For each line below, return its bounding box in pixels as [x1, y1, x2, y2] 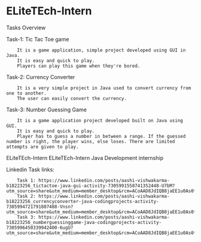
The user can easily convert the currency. [17, 95, 127, 101]
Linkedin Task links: [6, 166, 55, 173]
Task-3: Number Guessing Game [6, 106, 87, 113]
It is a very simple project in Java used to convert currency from [17, 85, 191, 91]
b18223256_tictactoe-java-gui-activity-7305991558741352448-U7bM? [6, 183, 175, 189]
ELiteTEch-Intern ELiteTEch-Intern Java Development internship [6, 154, 163, 161]
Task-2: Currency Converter [6, 73, 75, 80]
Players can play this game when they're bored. [17, 63, 141, 69]
